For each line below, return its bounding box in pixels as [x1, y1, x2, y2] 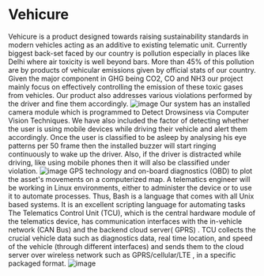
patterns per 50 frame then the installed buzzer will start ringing [8, 141, 217, 150]
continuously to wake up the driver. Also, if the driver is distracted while [8, 149, 242, 159]
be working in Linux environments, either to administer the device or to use [8, 183, 252, 192]
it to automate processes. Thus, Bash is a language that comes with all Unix [8, 191, 255, 201]
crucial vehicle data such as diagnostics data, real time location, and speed [8, 233, 253, 243]
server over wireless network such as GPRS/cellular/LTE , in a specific [8, 250, 236, 259]
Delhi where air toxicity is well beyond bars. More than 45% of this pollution [8, 57, 255, 66]
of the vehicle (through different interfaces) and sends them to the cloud [8, 241, 244, 251]
